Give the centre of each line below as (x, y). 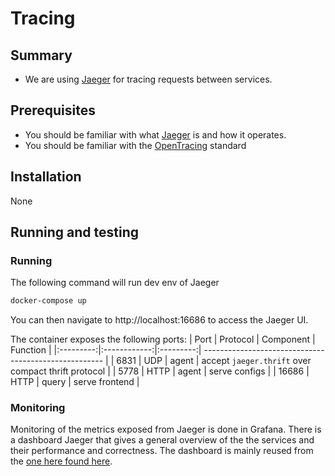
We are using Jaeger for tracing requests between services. (148, 79)
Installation (46, 177)
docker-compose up (48, 301)
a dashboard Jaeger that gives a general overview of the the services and (162, 440)
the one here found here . (61, 461)
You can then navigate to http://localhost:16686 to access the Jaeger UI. (159, 320)
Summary (41, 55)
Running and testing (74, 232)
